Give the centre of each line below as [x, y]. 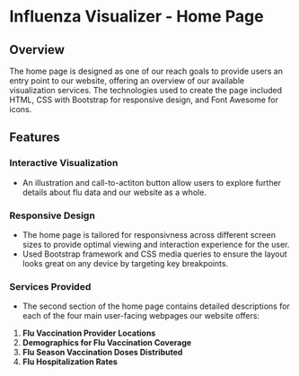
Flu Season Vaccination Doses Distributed [102, 353]
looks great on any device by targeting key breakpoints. [125, 263]
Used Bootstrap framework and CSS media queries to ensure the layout [154, 254]
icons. [21, 109]
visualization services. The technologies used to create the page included [146, 90]
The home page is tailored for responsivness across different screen [149, 234]
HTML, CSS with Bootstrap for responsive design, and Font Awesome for [144, 100]
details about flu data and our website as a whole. [114, 192]
